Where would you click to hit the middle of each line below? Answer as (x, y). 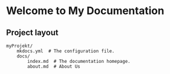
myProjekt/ (19, 46)
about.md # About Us (54, 66)
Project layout (32, 33)
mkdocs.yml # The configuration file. (66, 51)
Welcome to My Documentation (85, 11)
